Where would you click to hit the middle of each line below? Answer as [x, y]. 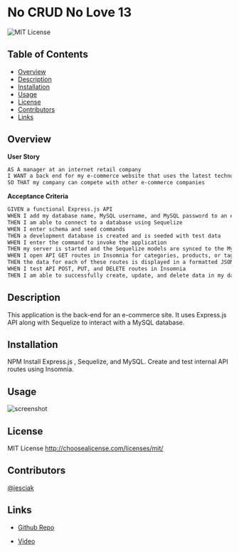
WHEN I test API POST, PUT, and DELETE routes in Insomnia [97, 269]
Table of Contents [48, 54]
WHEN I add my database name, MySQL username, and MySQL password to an [117, 216]
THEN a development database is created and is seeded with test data [114, 235]
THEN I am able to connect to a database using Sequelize [95, 222]
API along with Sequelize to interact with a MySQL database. [96, 322]
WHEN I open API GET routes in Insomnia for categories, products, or [114, 256]
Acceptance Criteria [38, 196]
